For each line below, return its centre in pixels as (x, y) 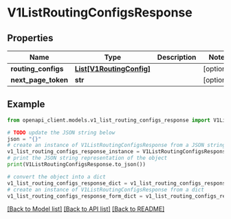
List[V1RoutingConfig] (113, 69)
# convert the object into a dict (57, 176)
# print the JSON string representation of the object (87, 158)
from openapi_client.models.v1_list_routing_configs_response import (109, 120)
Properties (30, 38)
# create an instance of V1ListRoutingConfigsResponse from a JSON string (117, 146)
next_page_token (40, 80)
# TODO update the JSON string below (61, 132)
